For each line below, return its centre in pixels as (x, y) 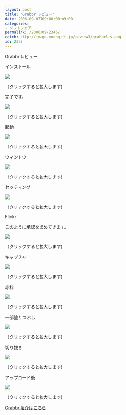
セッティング (18, 187)
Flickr (10, 216)
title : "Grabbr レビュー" (30, 14)
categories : (17, 23)
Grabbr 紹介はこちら (26, 407)
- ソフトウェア (18, 28)
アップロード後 (20, 377)
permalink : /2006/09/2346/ (32, 32)
